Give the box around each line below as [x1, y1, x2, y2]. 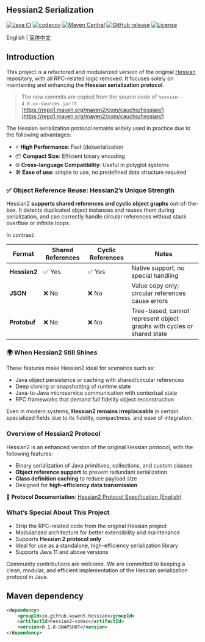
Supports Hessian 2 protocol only [15, 535, 102, 542]
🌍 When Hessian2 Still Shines [6, 348, 98, 357]
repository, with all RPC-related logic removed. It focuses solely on [6, 75, 174, 82]
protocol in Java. [6, 573, 49, 580]
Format [13, 249, 35, 258]
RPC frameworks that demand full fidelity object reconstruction [15, 396, 174, 403]
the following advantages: [6, 131, 71, 138]
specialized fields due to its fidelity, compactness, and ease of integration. [6, 414, 193, 422]
